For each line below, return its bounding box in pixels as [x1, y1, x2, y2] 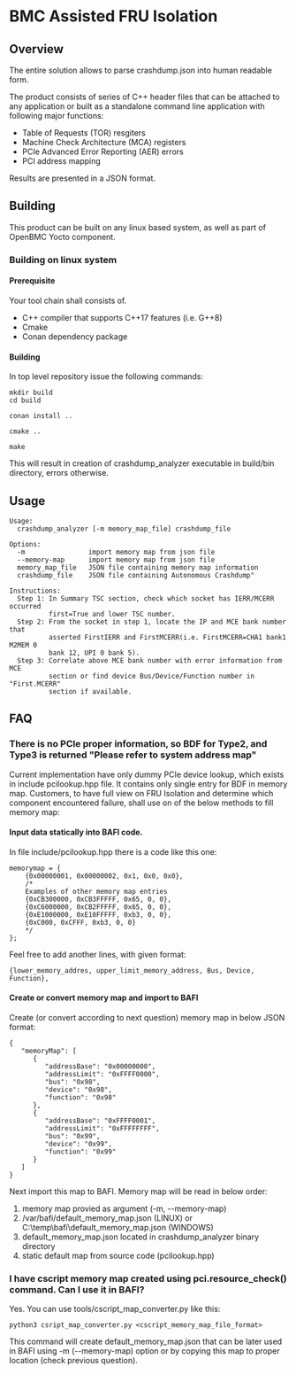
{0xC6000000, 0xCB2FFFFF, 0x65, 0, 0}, [25, 902, 172, 912]
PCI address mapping [21, 156, 102, 166]
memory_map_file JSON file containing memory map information [17, 563, 259, 572]
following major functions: [9, 111, 104, 120]
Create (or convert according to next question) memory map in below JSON [9, 1013, 285, 1023]
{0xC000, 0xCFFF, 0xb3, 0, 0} [25, 918, 137, 927]
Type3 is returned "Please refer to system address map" [9, 749, 257, 761]
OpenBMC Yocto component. [9, 231, 117, 242]
